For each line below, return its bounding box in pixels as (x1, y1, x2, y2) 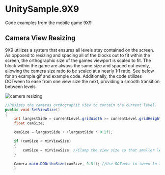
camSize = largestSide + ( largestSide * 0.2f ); (14, 130, 113, 135)
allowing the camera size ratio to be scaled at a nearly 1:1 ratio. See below (5, 68, 154, 74)
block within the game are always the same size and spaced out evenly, (5, 62, 150, 68)
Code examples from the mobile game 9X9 (5, 20, 92, 26)
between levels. (5, 84, 37, 89)
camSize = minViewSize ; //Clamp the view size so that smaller (23, 147, 155, 153)
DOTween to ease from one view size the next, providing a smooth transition (5, 78, 160, 84)
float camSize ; (14, 121, 45, 126)
